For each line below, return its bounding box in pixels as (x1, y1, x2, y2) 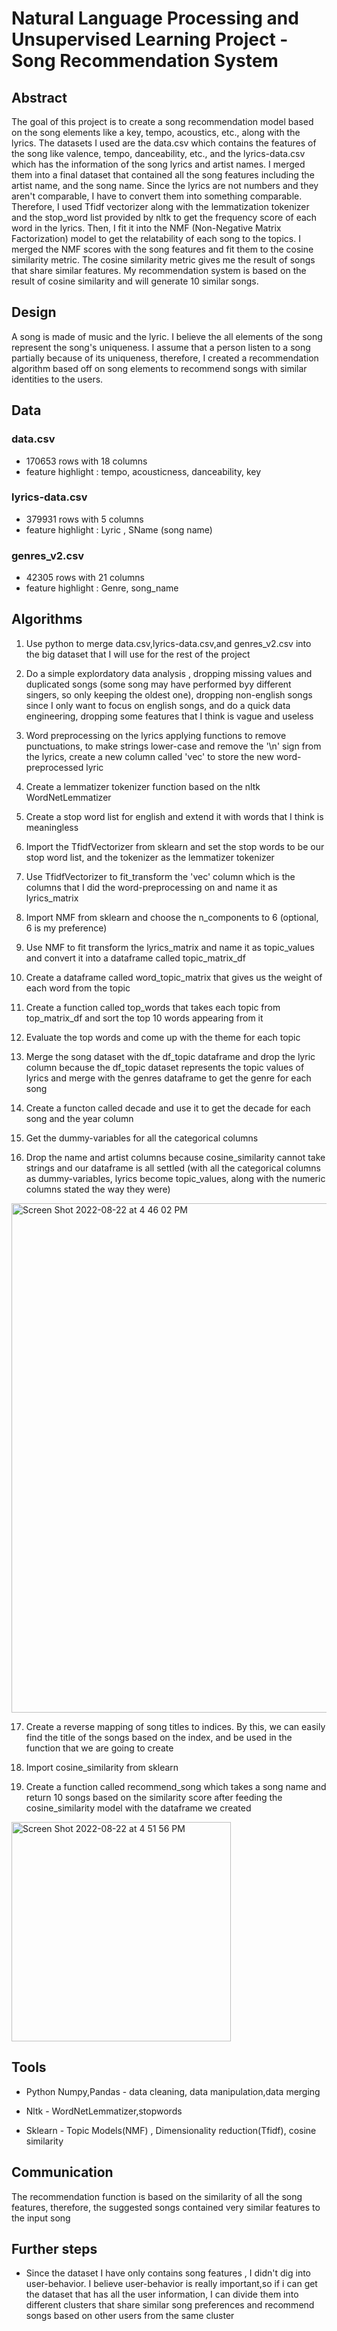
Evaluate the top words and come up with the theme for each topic (25, 1031, 301, 1043)
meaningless (25, 821, 79, 833)
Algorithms (11, 611, 83, 628)
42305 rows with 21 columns (25, 572, 145, 584)
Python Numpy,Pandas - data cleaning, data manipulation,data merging (25, 2085, 321, 2097)
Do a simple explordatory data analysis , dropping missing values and (25, 667, 313, 679)
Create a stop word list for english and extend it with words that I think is (25, 810, 324, 822)
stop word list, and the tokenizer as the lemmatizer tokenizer (25, 851, 275, 863)
